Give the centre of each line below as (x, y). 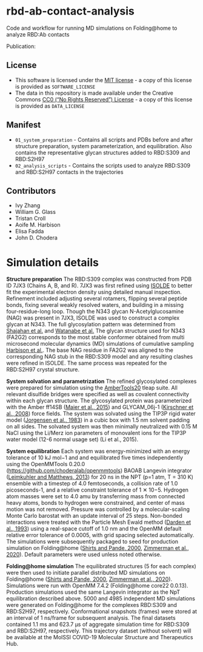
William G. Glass (35, 212)
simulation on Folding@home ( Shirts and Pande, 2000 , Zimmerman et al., (98, 548)
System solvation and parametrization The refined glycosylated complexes (101, 382)
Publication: (21, 46)
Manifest (24, 125)
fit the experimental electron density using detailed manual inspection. (94, 292)
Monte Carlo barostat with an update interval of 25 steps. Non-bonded (95, 516)
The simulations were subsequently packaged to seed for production (92, 541)
